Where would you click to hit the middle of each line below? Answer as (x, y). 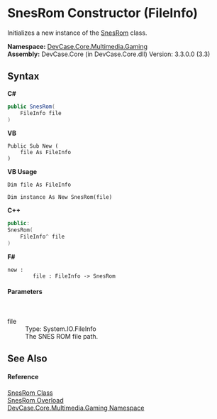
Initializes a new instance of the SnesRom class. (77, 33)
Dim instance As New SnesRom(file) (60, 197)
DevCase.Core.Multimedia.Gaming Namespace (76, 408)
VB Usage (22, 172)
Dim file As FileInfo (39, 185)
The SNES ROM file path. (62, 337)
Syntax (23, 76)
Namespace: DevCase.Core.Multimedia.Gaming (77, 46)
